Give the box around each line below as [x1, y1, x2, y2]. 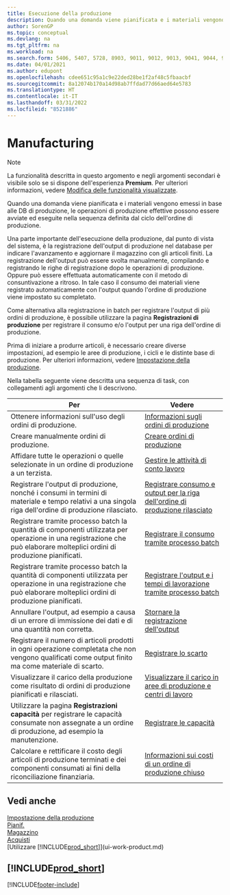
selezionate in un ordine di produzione [10, 459, 133, 469]
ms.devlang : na [7, 36, 51, 43]
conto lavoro [144, 464, 185, 474]
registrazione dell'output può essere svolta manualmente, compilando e [7, 256, 209, 264]
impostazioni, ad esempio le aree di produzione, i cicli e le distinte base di [7, 348, 215, 357]
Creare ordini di [144, 431, 195, 441]
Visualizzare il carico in [144, 672, 219, 682]
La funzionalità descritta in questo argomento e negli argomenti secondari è [7, 171, 221, 179]
